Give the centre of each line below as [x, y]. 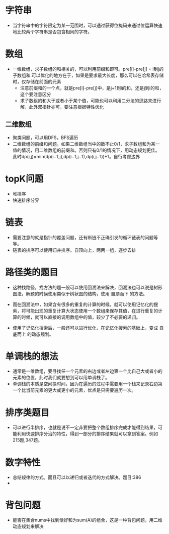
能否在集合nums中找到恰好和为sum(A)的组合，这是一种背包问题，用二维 [87, 520]
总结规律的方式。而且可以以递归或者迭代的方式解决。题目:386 [77, 477]
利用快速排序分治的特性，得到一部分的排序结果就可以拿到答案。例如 [88, 434]
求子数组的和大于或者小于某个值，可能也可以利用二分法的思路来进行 [91, 100]
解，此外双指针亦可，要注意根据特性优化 [62, 107]
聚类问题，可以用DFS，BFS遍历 [45, 138]
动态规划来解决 [28, 526]
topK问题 [24, 179]
